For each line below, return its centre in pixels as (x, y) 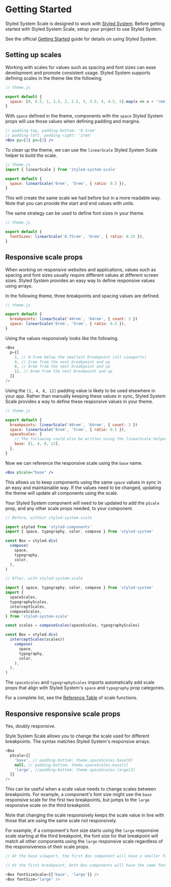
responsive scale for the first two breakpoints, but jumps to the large (78, 800)
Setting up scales (34, 55)
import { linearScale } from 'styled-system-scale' (61, 170)
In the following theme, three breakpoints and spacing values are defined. (83, 296)
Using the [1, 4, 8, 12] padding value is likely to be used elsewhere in (80, 390)
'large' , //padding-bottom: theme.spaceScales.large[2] (75, 770)
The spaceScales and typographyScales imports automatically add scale (80, 682)
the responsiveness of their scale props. (48, 847)
